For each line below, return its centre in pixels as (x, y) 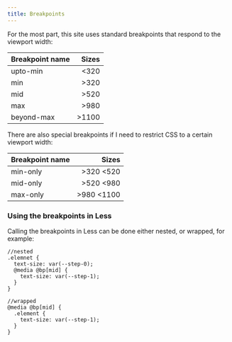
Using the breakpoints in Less (60, 215)
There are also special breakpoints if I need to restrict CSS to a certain (110, 135)
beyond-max (33, 117)
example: (21, 239)
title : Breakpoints (36, 14)
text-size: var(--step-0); (54, 264)
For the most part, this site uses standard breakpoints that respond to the (114, 34)
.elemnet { (23, 258)
